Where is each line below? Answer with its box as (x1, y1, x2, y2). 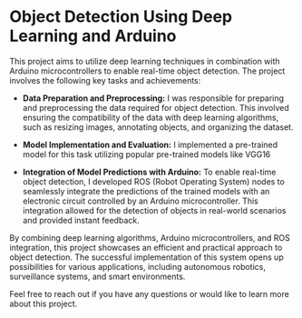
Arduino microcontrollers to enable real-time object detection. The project (9, 65, 286, 76)
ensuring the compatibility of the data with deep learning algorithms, (22, 112, 279, 123)
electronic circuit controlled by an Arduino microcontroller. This (22, 195, 258, 206)
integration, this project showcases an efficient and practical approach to (9, 242, 283, 253)
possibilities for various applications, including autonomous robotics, (9, 261, 266, 272)
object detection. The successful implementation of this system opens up (9, 252, 284, 263)
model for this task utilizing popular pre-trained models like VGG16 (22, 148, 271, 160)
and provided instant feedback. (22, 214, 140, 225)
